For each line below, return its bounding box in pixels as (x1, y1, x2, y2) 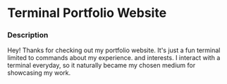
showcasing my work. (7, 68, 71, 77)
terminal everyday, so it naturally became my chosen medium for (7, 61, 196, 70)
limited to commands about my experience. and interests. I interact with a (7, 54, 221, 62)
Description (7, 30, 49, 40)
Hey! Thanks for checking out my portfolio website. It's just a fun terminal (7, 46, 221, 54)
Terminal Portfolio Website (7, 5, 167, 21)
